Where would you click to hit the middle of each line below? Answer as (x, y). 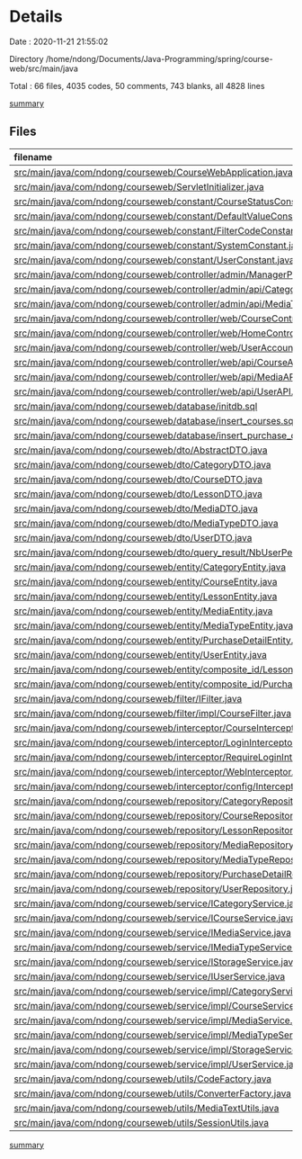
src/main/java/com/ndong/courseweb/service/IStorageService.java (156, 962)
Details (36, 17)
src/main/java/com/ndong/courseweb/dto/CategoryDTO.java (142, 464)
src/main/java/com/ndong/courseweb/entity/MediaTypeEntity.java (154, 625)
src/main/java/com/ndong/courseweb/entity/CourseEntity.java (146, 581)
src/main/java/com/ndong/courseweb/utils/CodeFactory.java (143, 1079)
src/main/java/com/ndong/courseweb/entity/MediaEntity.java (143, 611)
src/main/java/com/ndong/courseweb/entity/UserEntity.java (141, 654)
